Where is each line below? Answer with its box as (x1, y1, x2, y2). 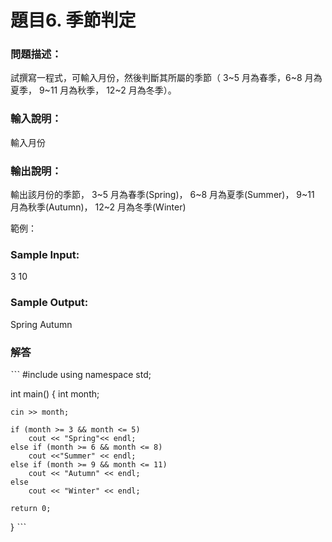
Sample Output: (10, 296, 89, 310)
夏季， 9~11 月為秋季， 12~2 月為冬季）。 (10, 84, 177, 96)
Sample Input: (10, 248, 80, 261)
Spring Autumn (10, 318, 73, 330)
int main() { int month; (10, 387, 100, 400)
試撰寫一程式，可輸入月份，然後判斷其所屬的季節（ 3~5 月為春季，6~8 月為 (10, 72, 323, 84)
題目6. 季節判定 (10, 9, 137, 32)
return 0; (10, 503, 52, 513)
